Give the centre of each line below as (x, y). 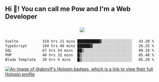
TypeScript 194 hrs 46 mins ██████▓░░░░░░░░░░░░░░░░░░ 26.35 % (79, 46)
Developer (21, 17)
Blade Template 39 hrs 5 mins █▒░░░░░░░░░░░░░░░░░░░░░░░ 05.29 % (79, 60)
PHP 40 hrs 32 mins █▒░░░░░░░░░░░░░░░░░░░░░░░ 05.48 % (79, 55)
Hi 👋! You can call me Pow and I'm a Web (68, 9)
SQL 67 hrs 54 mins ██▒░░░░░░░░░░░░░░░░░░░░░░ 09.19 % (79, 50)
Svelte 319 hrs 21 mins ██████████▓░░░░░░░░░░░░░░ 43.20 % (79, 41)
